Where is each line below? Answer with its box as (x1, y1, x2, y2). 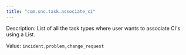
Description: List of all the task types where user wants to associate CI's (6, 25, 181, 32)
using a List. (6, 30, 35, 38)
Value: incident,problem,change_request (6, 42, 104, 49)
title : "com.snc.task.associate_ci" (6, 8, 96, 15)
